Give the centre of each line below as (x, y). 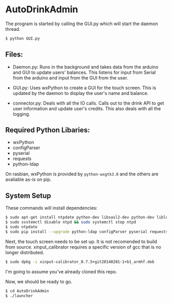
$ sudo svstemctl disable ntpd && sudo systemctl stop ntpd (71, 222)
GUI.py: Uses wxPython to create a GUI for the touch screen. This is (84, 88)
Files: (14, 55)
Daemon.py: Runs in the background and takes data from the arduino (85, 67)
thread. (13, 29)
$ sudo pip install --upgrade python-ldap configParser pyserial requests (87, 232)
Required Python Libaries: (48, 130)
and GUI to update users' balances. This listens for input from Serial (84, 72)
